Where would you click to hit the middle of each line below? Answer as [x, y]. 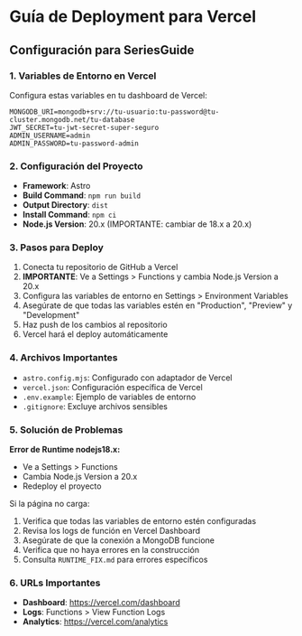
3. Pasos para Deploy [56, 248]
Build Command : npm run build [82, 195]
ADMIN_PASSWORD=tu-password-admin [74, 143]
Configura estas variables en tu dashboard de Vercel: [108, 95]
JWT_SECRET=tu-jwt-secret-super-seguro [84, 127]
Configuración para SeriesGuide [102, 50]
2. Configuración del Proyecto [76, 166]
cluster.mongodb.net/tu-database [72, 119]
